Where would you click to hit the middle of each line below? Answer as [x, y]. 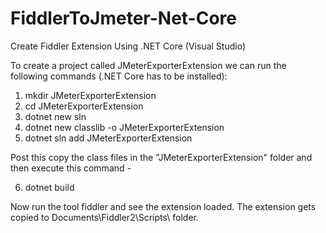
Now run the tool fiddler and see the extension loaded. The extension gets [163, 206]
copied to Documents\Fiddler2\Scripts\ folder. [104, 217]
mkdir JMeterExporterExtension [90, 95]
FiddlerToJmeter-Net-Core [124, 18]
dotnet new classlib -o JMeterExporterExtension [124, 127]
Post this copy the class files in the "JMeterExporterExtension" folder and [161, 157]
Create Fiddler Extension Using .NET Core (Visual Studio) [128, 46]
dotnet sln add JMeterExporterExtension [108, 138]
